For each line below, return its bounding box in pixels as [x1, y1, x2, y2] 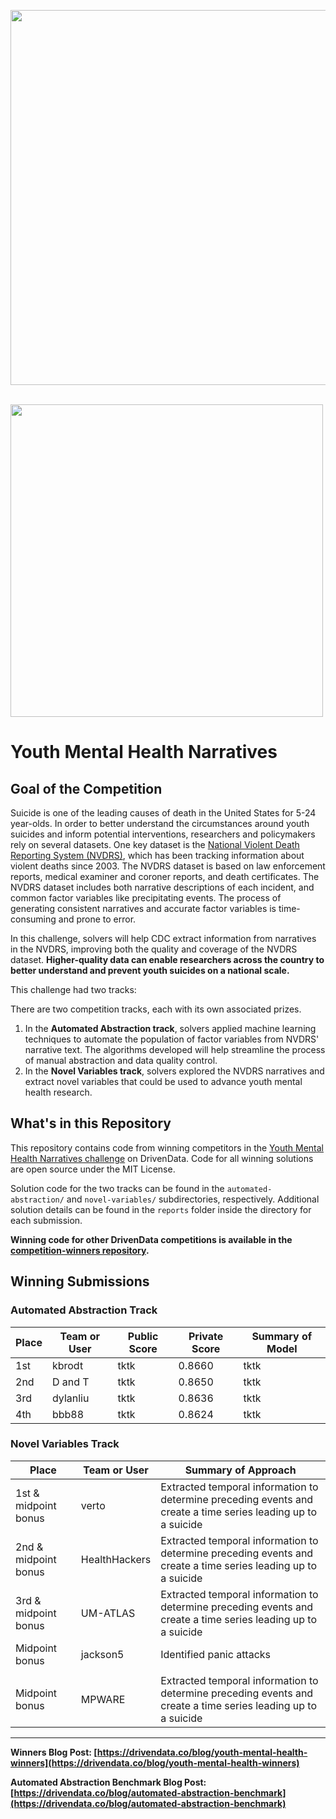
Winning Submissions [10, 1273, 150, 1290]
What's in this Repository [10, 1115, 172, 1132]
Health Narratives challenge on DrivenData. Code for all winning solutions [10, 1152, 314, 1164]
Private [188, 1329, 224, 1343]
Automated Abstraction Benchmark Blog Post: [10, 1776, 207, 1788]
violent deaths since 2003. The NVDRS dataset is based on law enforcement [10, 860, 326, 872]
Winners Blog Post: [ [10, 1746, 98, 1758]
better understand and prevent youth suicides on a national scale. [10, 965, 290, 976]
